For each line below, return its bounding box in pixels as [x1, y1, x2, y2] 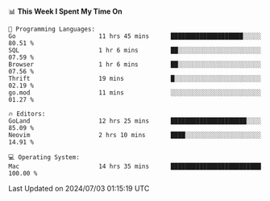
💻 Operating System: [8, 153, 81, 161]
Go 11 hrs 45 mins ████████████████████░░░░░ [8, 32, 262, 40]
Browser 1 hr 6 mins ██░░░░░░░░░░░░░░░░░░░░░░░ [8, 61, 262, 69]
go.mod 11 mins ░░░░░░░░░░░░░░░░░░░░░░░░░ [8, 89, 262, 97]
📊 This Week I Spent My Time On [8, 6, 123, 16]
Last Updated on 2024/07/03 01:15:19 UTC [8, 184, 150, 193]
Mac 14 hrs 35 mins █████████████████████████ [8, 162, 262, 170]
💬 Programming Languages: [8, 25, 95, 33]
